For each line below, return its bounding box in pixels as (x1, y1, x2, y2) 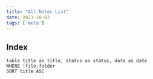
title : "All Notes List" (6, 8, 69, 15)
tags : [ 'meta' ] (6, 20, 45, 26)
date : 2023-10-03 (6, 14, 50, 20)
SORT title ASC (6, 68, 45, 75)
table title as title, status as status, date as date (6, 58, 148, 64)
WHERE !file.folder (6, 63, 56, 69)
